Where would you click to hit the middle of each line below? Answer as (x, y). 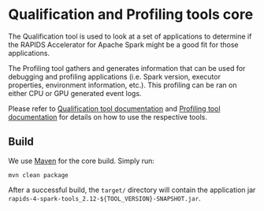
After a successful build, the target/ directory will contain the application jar (132, 190)
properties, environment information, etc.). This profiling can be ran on (123, 85)
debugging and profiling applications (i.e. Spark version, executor (114, 76)
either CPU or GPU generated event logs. (75, 93)
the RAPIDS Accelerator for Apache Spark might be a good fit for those (123, 44)
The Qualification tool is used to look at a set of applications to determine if (130, 36)
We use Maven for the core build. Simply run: (82, 161)
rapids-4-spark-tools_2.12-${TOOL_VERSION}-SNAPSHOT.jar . (104, 198)
